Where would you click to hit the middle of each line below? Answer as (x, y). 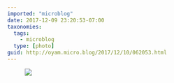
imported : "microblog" (40, 14)
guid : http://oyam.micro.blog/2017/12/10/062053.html (87, 53)
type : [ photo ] (34, 46)
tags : (22, 33)
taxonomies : (24, 27)
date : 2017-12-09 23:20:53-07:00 (56, 20)
